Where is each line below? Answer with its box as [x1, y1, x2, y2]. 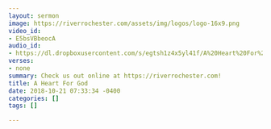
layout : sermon [8, 11, 60, 20]
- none [8, 64, 31, 73]
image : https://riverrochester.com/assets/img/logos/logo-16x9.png [8, 19, 240, 27]
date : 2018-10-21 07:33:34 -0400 [8, 86, 121, 95]
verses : [8, 57, 35, 65]
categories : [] [8, 94, 60, 102]
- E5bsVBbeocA [8, 34, 56, 43]
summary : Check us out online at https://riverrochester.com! [8, 72, 222, 80]
